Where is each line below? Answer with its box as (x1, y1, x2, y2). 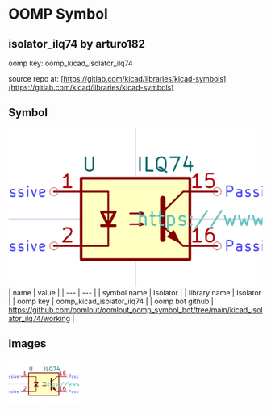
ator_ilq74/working (8, 313, 71, 323)
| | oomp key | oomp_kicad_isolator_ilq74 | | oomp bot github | (8, 296, 214, 306)
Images (8, 337, 47, 351)
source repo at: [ (8, 74, 64, 83)
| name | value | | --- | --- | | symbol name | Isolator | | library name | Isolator (8, 287, 262, 297)
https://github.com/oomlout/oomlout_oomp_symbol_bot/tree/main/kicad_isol (8, 304, 263, 315)
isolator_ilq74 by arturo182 (8, 37, 145, 51)
